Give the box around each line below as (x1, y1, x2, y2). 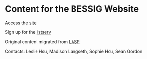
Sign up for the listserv (5, 29, 51, 35)
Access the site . (5, 20, 38, 26)
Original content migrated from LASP (5, 38, 80, 45)
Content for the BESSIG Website (5, 3, 139, 15)
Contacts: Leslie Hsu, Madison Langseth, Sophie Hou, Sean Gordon (5, 48, 143, 54)
